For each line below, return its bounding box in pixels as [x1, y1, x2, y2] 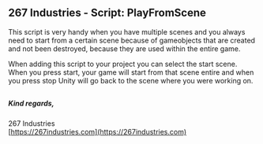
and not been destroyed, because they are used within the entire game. [8, 43, 241, 54]
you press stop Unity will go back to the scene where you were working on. [8, 76, 254, 85]
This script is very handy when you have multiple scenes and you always [8, 27, 246, 36]
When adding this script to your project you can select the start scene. [8, 59, 238, 68]
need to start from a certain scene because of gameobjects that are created [8, 35, 255, 45]
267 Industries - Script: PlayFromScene [8, 6, 207, 20]
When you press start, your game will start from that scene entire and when [8, 67, 254, 77]
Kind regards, [8, 98, 54, 109]
